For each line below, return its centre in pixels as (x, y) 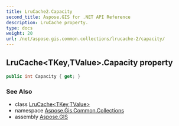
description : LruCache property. (47, 22)
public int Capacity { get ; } (43, 76)
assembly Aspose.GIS (41, 117)
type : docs (19, 28)
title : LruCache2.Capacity (39, 11)
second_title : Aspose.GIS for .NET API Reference (69, 17)
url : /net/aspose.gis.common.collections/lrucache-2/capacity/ (86, 39)
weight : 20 (19, 34)
